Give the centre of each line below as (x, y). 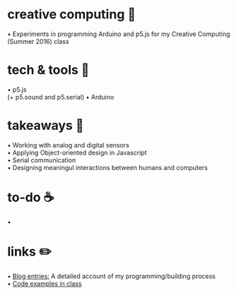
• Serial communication (42, 160)
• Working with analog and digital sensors (68, 145)
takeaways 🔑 (46, 126)
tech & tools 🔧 (48, 70)
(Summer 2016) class (38, 41)
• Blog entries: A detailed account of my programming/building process (111, 276)
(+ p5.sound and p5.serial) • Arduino (61, 97)
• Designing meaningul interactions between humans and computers (108, 167)
